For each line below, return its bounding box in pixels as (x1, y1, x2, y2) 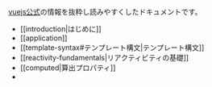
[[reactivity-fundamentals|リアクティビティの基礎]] (19, 53, 189, 62)
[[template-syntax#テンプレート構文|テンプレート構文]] (19, 43, 205, 52)
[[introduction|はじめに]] (19, 24, 102, 34)
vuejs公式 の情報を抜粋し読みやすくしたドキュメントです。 (8, 7, 202, 16)
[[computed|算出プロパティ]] (19, 63, 116, 72)
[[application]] (19, 33, 68, 43)
